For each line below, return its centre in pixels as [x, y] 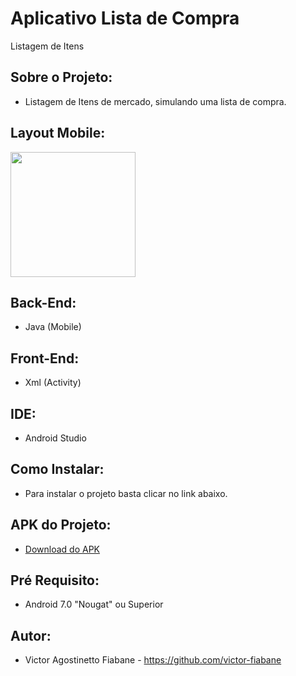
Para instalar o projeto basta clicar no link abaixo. [126, 493]
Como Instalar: [57, 469]
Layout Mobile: [58, 133]
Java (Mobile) [53, 327]
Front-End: [45, 358]
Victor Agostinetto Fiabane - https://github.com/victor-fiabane [153, 660]
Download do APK [62, 549]
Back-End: [43, 302]
